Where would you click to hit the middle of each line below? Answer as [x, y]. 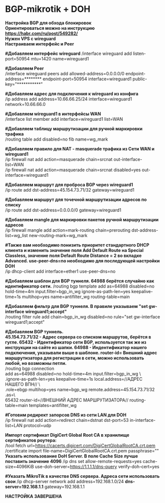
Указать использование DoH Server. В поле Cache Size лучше [72, 456]
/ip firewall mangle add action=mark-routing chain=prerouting [68, 230]
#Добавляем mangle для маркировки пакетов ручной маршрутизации [82, 219]
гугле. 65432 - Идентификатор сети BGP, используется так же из [76, 342]
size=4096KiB [20, 466]
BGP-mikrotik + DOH [48, 9]
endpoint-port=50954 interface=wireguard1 [87, 79]
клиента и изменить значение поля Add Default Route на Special [74, 250]
